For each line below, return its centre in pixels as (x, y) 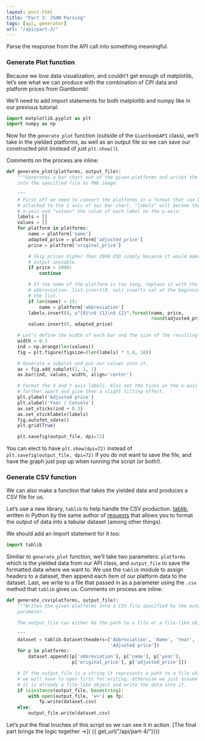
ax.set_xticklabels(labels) (53, 414)
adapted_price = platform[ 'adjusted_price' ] (86, 239)
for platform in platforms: (53, 228)
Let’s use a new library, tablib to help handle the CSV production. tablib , (98, 509)
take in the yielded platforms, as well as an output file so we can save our (99, 142)
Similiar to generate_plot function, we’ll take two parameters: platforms (96, 557)
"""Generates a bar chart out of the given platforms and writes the (108, 177)
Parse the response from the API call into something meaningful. (88, 47)
